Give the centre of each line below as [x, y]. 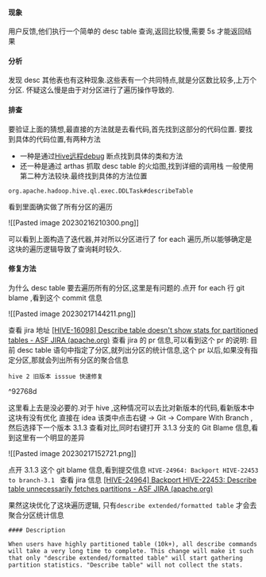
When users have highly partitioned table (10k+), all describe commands [133, 544]
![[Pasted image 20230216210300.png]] [73, 222]
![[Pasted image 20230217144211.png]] [72, 314]
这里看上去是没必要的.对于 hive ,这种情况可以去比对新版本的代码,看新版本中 [131, 407]
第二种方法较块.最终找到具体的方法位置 [83, 176]
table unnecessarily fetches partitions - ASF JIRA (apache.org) [111, 489]
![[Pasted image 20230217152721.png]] [72, 453]
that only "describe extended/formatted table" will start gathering [126, 558]
